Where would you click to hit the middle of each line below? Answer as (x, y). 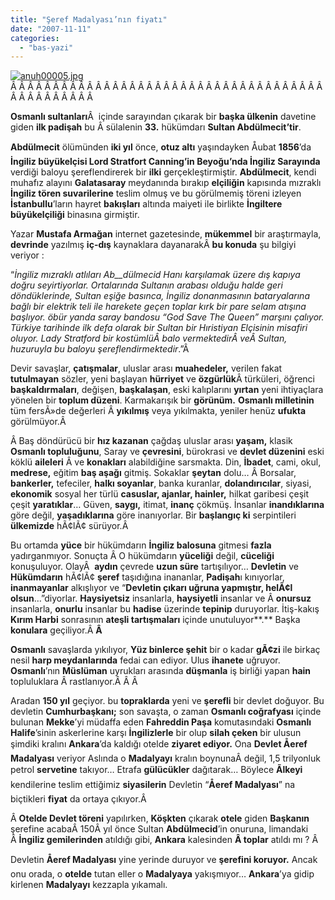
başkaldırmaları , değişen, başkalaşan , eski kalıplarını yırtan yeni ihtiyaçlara (167, 390)
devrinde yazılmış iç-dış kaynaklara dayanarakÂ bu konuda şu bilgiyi (153, 245)
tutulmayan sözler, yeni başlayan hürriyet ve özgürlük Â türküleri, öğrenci (162, 379)
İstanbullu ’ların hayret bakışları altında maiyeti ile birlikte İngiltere (146, 204)
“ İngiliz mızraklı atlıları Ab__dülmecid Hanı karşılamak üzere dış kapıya (155, 275)
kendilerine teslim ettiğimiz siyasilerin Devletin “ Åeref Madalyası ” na (153, 785)
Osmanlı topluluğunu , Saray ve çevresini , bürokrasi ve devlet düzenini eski (167, 452)
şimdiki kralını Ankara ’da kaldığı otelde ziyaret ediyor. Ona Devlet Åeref (159, 744)
